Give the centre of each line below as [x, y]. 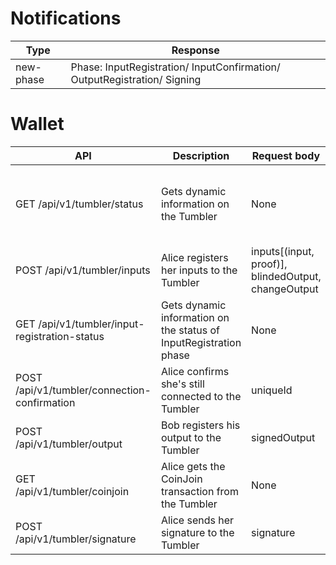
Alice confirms [195, 371]
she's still [182, 384]
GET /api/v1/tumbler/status [79, 204]
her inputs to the [199, 270]
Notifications [66, 18]
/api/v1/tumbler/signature [76, 539]
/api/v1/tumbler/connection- [83, 390]
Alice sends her [197, 520]
